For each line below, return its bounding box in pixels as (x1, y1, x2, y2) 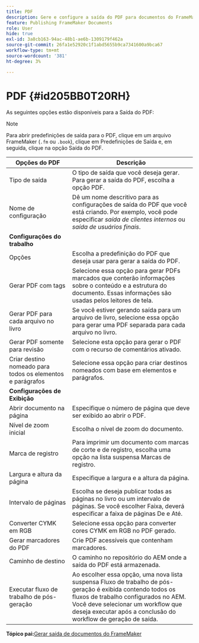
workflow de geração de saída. (72, 615, 158, 623)
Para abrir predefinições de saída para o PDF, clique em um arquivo (6, 132, 172, 139)
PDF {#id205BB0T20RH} (6, 89, 131, 103)
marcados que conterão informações (72, 274, 176, 282)
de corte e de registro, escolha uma (72, 446, 171, 454)
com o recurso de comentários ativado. (72, 345, 182, 354)
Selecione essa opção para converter (72, 519, 176, 528)
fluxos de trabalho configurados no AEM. (72, 592, 187, 601)
